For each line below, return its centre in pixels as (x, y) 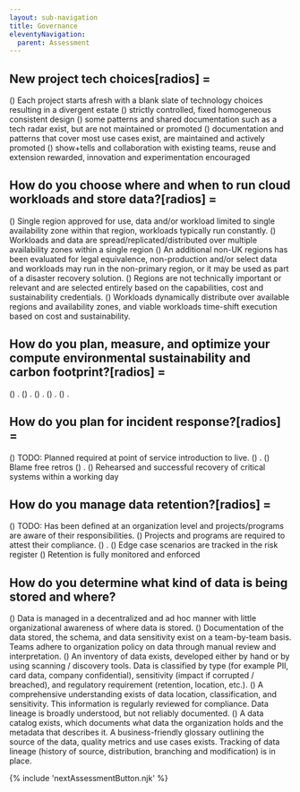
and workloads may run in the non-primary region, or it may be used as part (149, 268)
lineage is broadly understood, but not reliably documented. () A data (137, 713)
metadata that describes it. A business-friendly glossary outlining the (137, 732)
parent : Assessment (54, 43)
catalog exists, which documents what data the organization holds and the (146, 723)
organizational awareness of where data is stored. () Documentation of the (146, 628)
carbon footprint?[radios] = (87, 372)
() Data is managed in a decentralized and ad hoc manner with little (133, 618)
